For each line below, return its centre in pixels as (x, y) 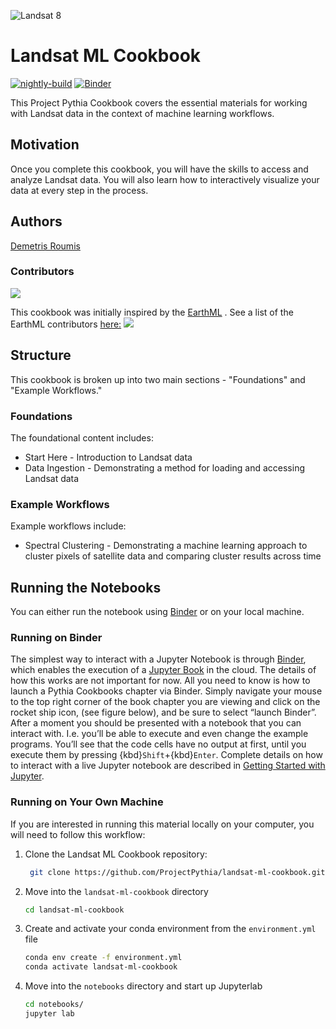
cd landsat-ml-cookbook (74, 910)
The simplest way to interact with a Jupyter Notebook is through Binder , (158, 659)
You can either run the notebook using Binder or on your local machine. (157, 612)
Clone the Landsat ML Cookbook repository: (116, 854)
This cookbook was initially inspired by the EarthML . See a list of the (152, 312)
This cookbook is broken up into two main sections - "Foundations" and (158, 379)
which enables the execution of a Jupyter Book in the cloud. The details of (163, 670)
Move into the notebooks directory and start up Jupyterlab (143, 986)
